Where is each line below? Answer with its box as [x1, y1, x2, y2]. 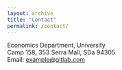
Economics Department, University [7, 41, 106, 50]
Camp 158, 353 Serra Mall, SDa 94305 [7, 48, 116, 56]
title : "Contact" [7, 16, 57, 23]
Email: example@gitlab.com [7, 56, 86, 64]
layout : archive [7, 10, 53, 17]
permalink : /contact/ [7, 22, 69, 29]
